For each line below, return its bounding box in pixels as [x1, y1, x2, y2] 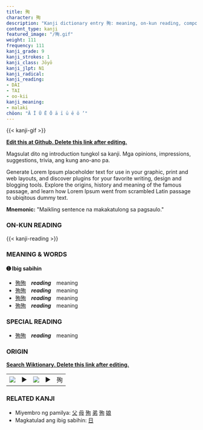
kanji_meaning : [6, 99, 45, 105]
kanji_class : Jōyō [6, 59, 53, 65]
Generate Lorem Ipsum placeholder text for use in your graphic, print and [6, 168, 188, 176]
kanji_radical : [6, 71, 45, 77]
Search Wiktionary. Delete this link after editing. [6, 361, 129, 368]
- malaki [6, 104, 28, 111]
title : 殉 [6, 8, 30, 15]
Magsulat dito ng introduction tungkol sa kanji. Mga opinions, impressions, [6, 150, 192, 157]
